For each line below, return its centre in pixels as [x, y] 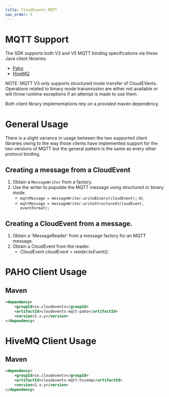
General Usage [37, 124]
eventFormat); [35, 208]
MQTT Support [37, 39]
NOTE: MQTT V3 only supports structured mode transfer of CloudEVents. [81, 83]
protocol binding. [23, 154]
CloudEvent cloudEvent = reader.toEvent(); [64, 252]
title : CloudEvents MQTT [31, 10]
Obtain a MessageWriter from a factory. [53, 182]
